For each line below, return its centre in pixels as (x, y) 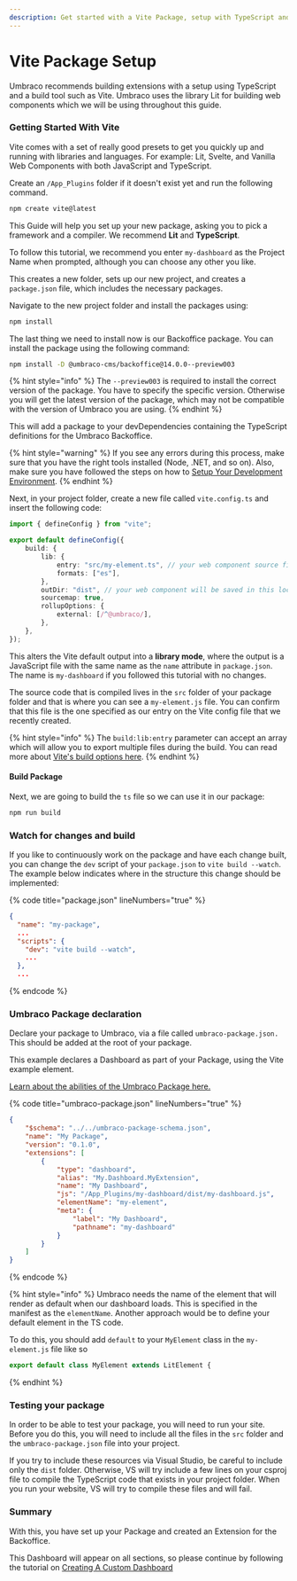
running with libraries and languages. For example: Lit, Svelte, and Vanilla (142, 156)
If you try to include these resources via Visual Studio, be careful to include (146, 1460)
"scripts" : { (41, 941)
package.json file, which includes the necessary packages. (116, 288)
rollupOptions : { (72, 607)
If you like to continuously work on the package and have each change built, (148, 855)
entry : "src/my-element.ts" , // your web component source (167, 565)
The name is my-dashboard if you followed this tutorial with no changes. (138, 675)
